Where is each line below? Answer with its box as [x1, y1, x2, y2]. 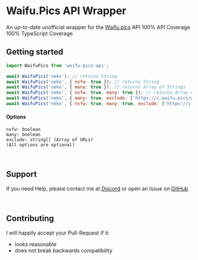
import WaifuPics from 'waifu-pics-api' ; [6, 62, 110, 68]
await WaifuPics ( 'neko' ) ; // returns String [6, 73, 117, 79]
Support [6, 169, 37, 179]
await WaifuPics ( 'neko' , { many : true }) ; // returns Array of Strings [6, 84, 186, 90]
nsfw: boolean [6, 127, 41, 133]
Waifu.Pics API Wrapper [6, 4, 127, 18]
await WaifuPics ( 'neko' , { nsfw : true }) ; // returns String [6, 78, 160, 85]
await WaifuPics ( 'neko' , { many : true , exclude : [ [6, 96, 133, 101]
